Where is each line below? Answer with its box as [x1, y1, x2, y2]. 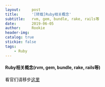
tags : [5, 44, 16, 49]
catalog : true [5, 35, 35, 40]
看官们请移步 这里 [5, 76, 40, 82]
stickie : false [5, 40, 36, 44]
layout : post [5, 7, 41, 12]
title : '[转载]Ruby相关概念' [5, 12, 71, 17]
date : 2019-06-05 [5, 21, 54, 26]
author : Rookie [5, 26, 45, 31]
